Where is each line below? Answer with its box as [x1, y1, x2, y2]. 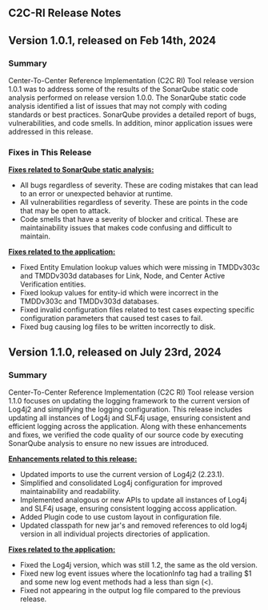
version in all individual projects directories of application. [19, 529, 210, 539]
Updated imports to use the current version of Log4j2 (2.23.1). [19, 470, 225, 480]
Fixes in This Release [8, 147, 92, 158]
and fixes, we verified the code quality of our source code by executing [8, 430, 244, 439]
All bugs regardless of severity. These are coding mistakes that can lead [19, 180, 258, 191]
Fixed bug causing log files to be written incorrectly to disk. [19, 322, 216, 331]
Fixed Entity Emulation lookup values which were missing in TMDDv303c [19, 263, 260, 272]
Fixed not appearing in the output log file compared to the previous [19, 586, 242, 596]
